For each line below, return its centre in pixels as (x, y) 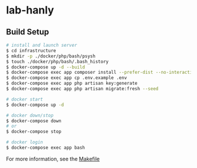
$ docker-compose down (34, 121)
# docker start (25, 99)
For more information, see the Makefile (53, 159)
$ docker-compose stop (34, 132)
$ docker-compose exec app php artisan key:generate (72, 83)
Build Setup (28, 32)
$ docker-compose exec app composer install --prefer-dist (80, 73)
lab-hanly (30, 10)
